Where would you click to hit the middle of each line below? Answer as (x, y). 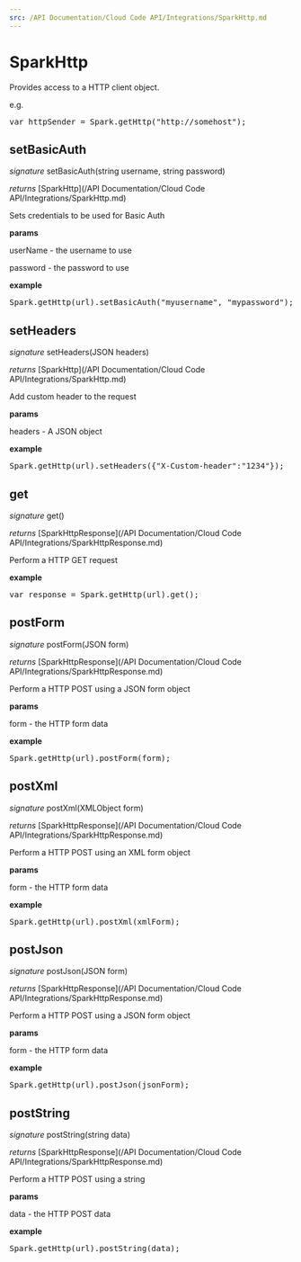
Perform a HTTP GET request (64, 560)
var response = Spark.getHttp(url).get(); (104, 595)
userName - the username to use (71, 251)
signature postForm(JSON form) (69, 644)
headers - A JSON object (56, 432)
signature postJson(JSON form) (69, 971)
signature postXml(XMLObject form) (76, 808)
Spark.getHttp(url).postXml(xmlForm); (95, 922)
